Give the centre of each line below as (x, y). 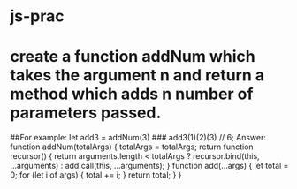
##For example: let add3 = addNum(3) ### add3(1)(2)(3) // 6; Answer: (138, 138)
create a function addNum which (133, 57)
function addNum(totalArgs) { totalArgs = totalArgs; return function (132, 147)
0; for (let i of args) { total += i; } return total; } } (96, 175)
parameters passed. (86, 113)
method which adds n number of (132, 94)
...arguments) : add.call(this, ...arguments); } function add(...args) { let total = (149, 166)
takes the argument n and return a (137, 76)
